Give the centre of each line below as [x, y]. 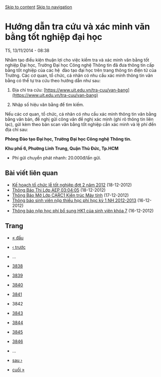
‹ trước [19, 247]
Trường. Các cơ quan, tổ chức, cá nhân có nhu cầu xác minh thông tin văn [79, 75]
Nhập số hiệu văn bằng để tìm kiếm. [48, 105]
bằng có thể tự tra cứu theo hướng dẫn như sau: [53, 80]
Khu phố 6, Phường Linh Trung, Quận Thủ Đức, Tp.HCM [62, 148]
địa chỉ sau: [16, 129]
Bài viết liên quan [32, 173]
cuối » [18, 370]
